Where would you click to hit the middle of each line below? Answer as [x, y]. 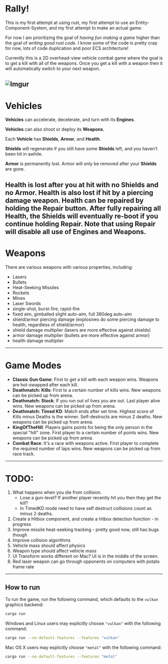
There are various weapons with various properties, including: [69, 267]
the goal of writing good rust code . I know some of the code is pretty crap [81, 43]
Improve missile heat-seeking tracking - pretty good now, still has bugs [85, 530]
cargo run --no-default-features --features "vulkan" [62, 638]
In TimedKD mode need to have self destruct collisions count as [86, 508]
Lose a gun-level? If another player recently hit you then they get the [90, 498]
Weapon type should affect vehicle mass [54, 551]
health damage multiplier [38, 340]
